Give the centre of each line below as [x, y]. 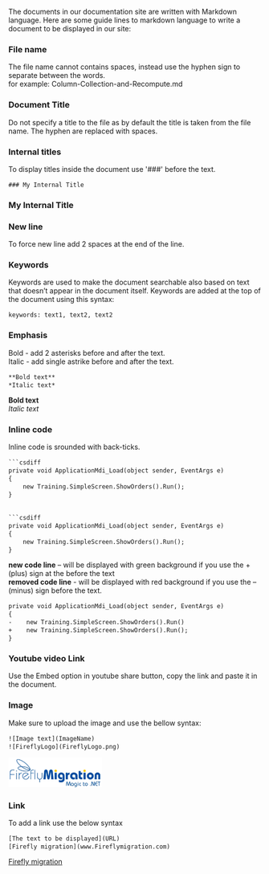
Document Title [39, 105]
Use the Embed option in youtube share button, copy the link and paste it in [133, 676]
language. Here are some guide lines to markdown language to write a [124, 20]
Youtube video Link [47, 658]
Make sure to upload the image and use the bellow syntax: [105, 723]
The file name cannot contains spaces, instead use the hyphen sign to [124, 67]
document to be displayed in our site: [70, 29]
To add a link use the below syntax [65, 823]
